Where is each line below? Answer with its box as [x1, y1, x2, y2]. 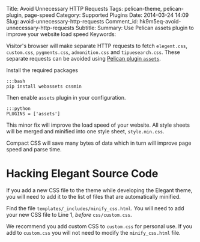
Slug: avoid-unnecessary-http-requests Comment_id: [6, 18, 139, 25]
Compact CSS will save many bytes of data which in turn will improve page [6, 139, 192, 147]
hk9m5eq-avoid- [139, 18, 181, 25]
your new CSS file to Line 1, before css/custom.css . [6, 211, 132, 218]
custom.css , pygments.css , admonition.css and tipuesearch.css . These [6, 49, 180, 56]
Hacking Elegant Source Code [6, 167, 159, 181]
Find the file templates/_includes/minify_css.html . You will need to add [6, 204, 184, 212]
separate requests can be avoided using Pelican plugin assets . [6, 55, 161, 62]
